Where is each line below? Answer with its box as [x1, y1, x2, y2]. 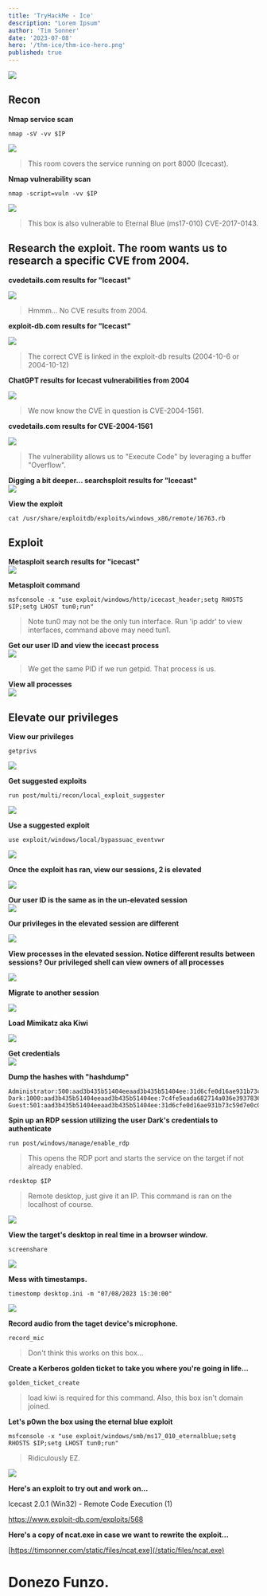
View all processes [8, 679, 72, 690]
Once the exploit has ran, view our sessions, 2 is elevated [8, 865, 202, 875]
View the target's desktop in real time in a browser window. [8, 1230, 208, 1240]
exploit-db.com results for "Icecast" [8, 320, 131, 331]
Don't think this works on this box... [27, 1348, 144, 1358]
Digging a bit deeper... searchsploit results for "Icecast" [8, 475, 197, 485]
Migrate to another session [8, 988, 99, 997]
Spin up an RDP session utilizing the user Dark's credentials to [8, 1115, 219, 1125]
